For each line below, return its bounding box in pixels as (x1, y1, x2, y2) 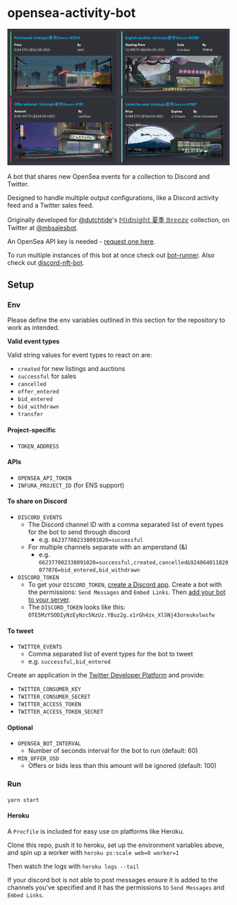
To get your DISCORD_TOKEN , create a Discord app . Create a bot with (28, 580, 222, 588)
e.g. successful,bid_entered (28, 657, 111, 666)
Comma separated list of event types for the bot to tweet (28, 650, 193, 658)
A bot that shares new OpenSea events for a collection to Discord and (7, 172, 210, 181)
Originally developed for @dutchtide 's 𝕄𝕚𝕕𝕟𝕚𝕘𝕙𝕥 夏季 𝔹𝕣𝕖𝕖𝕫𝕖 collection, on (7, 215, 230, 224)
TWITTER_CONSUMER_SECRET (17, 694, 91, 701)
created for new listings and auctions (17, 365, 126, 373)
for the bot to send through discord (28, 528, 130, 536)
